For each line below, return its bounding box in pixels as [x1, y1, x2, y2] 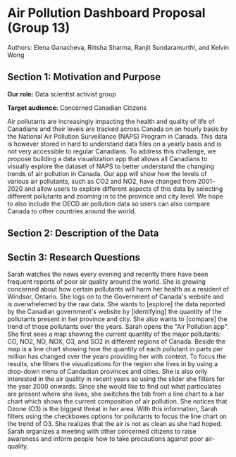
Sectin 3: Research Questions [7, 251, 141, 263]
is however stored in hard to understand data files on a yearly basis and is [7, 139, 222, 148]
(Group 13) [7, 20, 70, 36]
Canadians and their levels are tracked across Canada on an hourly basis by [7, 125, 228, 133]
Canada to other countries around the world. [7, 206, 137, 215]
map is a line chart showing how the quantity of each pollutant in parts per [7, 344, 223, 353]
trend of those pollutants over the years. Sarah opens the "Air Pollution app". [7, 322, 229, 330]
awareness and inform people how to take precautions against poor [7, 434, 204, 443]
